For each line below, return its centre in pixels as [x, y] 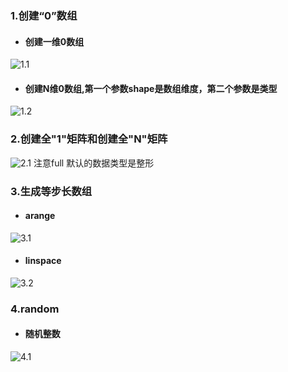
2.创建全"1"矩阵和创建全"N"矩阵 [89, 139]
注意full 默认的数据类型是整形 [94, 163]
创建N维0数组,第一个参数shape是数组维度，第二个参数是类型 [151, 88]
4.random [35, 309]
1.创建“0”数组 [44, 15]
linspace [43, 261]
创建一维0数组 [54, 41]
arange [40, 216]
